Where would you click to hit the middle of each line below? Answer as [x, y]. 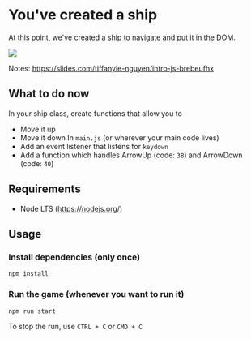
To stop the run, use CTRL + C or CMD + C [76, 326]
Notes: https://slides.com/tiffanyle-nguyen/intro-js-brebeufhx [111, 68]
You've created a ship [83, 15]
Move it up [38, 129]
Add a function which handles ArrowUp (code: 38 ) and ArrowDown [131, 155]
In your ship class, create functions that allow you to [95, 113]
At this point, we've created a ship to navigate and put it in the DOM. [122, 37]
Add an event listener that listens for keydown [94, 146]
